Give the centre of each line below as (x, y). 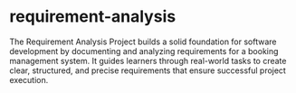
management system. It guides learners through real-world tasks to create (148, 60)
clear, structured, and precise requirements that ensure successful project (148, 70)
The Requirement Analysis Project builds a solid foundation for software (143, 42)
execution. (29, 79)
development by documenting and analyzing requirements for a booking (144, 51)
